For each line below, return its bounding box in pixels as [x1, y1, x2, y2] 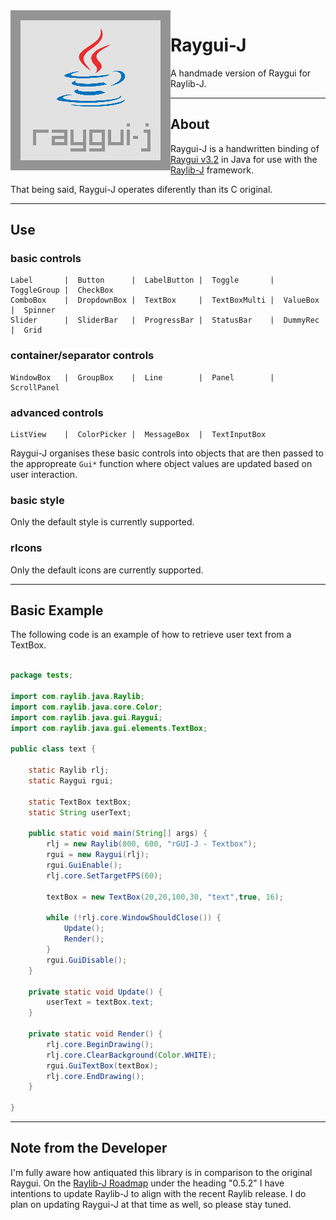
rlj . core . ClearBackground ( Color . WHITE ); [46, 1050, 217, 1060]
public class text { [10, 744, 97, 754]
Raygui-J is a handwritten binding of [170, 142, 320, 154]
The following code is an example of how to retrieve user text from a [10, 629, 292, 641]
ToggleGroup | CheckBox [10, 285, 114, 296]
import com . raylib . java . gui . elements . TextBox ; [10, 723, 208, 733]
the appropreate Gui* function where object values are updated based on [10, 458, 313, 470]
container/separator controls [10, 349, 155, 363]
